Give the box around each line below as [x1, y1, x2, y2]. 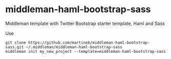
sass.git [5, 44, 24, 49]
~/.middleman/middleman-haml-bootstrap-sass [26, 44, 123, 49]
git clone [5, 40, 27, 45]
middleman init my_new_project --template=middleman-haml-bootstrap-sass [5, 49, 166, 54]
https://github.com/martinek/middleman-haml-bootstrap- [28, 40, 150, 45]
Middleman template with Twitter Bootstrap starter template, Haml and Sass [5, 20, 165, 26]
